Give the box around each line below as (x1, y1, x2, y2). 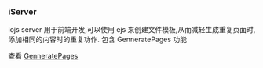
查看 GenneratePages (8, 52, 79, 61)
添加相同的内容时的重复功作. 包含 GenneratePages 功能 (8, 34, 187, 45)
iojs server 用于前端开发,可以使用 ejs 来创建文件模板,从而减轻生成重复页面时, (8, 25, 256, 34)
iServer (8, 6, 37, 17)
